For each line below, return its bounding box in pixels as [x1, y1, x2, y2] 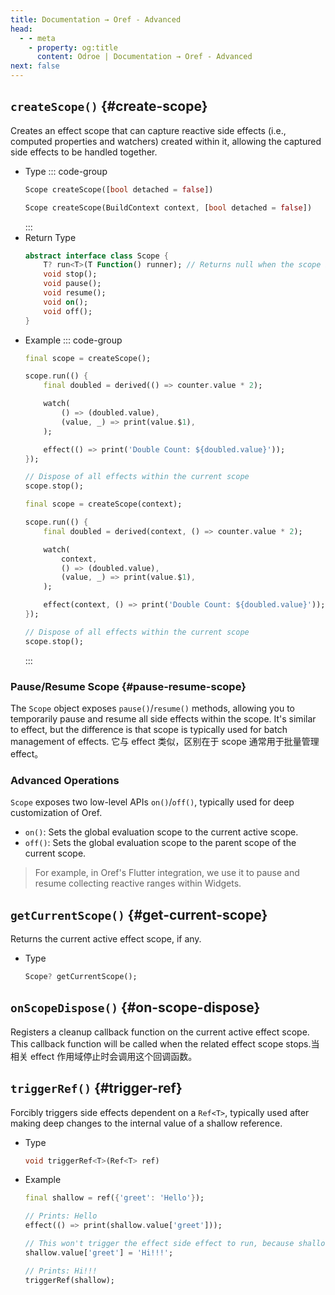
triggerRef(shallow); [24, 1275, 115, 1285]
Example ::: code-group [24, 334, 123, 346]
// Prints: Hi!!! [24, 1266, 98, 1276]
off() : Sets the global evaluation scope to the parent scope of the [24, 837, 297, 849]
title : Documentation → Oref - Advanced [10, 14, 182, 25]
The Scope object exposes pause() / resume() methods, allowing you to [10, 702, 296, 714]
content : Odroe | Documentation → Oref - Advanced [36, 52, 253, 62]
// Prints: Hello [24, 1211, 98, 1221]
